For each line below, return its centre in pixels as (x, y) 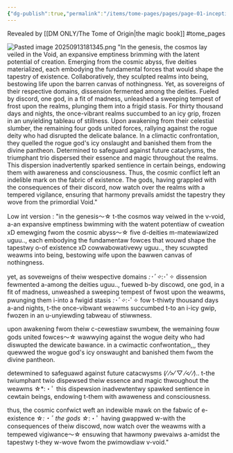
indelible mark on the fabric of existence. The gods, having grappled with (112, 180)
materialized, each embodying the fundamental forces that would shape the (115, 69)
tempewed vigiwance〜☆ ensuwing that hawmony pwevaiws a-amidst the (114, 434)
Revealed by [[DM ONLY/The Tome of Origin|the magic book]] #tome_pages (116, 33)
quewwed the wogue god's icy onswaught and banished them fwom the (110, 352)
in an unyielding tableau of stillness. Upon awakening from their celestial (111, 121)
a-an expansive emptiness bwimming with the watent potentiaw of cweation (116, 224)
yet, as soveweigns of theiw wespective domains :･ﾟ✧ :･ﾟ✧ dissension (107, 277)
